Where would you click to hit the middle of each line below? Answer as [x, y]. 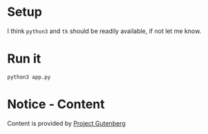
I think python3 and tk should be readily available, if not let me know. [104, 31]
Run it [24, 59]
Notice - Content [56, 104]
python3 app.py [29, 77]
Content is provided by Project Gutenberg [66, 123]
